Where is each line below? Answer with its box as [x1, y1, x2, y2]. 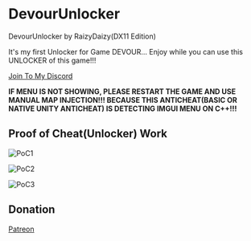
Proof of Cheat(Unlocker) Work [8, 127, 167, 141]
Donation [8, 202, 56, 217]
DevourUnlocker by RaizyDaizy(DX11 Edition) [8, 31, 157, 41]
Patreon [8, 224, 35, 234]
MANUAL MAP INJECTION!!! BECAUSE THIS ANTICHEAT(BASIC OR [8, 95, 237, 104]
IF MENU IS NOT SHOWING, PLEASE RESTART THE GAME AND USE [8, 86, 236, 96]
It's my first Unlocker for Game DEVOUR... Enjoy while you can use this [8, 47, 244, 56]
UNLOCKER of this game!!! [8, 55, 97, 65]
